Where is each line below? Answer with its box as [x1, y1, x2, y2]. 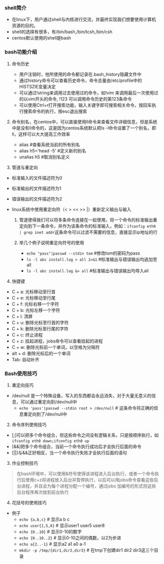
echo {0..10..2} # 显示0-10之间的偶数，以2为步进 [19, 534, 122, 541]
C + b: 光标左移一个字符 [11, 307, 60, 313]
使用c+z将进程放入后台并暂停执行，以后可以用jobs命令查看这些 [25, 477, 154, 483]
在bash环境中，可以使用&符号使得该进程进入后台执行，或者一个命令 [16, 470, 155, 477]
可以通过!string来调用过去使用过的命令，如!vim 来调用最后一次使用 [19, 90, 154, 96]
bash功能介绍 [4, 48, 37, 55]
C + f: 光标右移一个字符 [11, 301, 60, 307]
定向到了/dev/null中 [28, 411, 67, 417]
